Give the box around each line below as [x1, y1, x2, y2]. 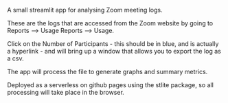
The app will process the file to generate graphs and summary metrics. [7, 68, 208, 76]
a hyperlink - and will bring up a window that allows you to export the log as [7, 47, 221, 55]
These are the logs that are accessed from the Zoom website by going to [7, 19, 214, 27]
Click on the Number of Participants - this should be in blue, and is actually [7, 40, 219, 47]
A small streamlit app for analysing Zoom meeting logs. [7, 6, 163, 14]
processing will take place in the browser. [7, 89, 125, 96]
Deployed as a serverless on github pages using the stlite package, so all [7, 81, 214, 89]
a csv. [7, 54, 24, 62]
